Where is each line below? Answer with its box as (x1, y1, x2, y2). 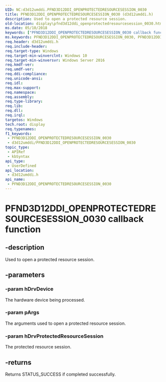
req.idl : (5, 80, 23, 85)
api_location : (5, 168, 35, 173)
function (5, 224, 41, 235)
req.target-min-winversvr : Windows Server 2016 (5, 58, 105, 63)
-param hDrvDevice (5, 286, 54, 293)
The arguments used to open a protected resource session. (5, 320, 126, 326)
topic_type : (5, 145, 30, 150)
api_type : (5, 158, 26, 163)
